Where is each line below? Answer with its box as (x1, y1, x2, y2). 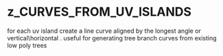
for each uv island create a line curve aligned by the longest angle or (7, 27, 201, 35)
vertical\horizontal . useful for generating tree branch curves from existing (7, 33, 218, 42)
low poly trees (7, 41, 47, 49)
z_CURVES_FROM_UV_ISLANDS (7, 4, 192, 20)
